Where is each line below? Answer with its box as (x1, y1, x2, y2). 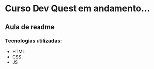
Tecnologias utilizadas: (5, 37, 62, 44)
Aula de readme (5, 23, 55, 31)
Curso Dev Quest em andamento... (5, 3, 150, 14)
